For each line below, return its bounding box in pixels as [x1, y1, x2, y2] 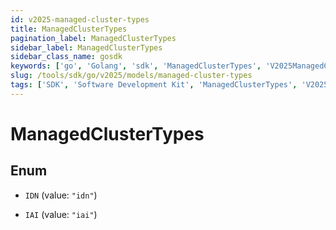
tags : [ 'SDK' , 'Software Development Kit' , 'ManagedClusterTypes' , [10, 80, 298, 90]
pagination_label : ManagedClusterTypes [10, 33, 177, 43]
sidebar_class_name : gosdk [10, 52, 123, 62]
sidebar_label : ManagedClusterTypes [10, 42, 163, 53]
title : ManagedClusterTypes [10, 24, 128, 34]
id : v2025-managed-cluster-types [10, 14, 150, 25]
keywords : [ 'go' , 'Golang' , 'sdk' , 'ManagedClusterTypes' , [10, 61, 262, 71]
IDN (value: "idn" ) [24, 189, 98, 201]
